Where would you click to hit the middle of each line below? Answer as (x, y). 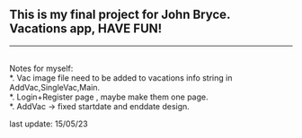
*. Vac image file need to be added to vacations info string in (121, 78)
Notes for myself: (41, 68)
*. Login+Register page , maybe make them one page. (109, 97)
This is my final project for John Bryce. (120, 15)
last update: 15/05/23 (49, 124)
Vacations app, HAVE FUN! (86, 29)
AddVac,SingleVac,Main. (55, 87)
